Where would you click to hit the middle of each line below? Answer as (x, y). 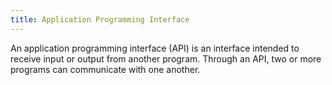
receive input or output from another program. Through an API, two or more (166, 58)
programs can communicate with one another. (105, 69)
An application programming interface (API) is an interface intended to (155, 48)
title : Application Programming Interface (100, 19)
